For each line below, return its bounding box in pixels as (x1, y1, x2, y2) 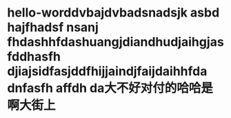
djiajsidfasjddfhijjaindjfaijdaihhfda (7, 63, 208, 79)
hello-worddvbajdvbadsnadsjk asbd (7, 5, 220, 21)
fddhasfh (7, 49, 61, 65)
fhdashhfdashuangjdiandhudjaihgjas (7, 35, 224, 50)
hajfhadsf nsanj (7, 19, 99, 35)
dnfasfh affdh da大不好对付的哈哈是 (7, 81, 214, 96)
